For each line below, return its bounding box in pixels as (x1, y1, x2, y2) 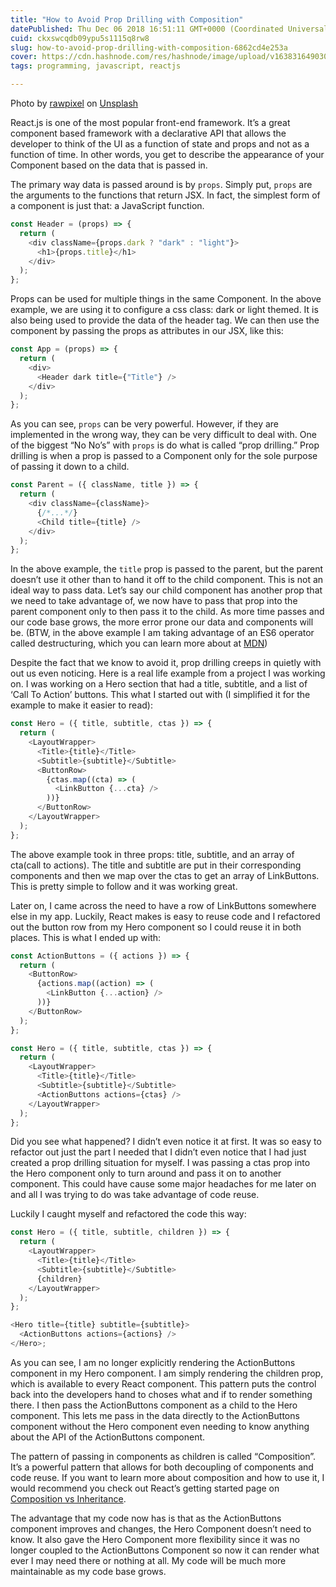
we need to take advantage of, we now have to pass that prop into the (10, 595, 298, 607)
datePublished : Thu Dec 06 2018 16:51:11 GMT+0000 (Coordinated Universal (10, 24, 329, 34)
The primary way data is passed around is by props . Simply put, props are (10, 179, 313, 190)
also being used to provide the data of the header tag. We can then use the (10, 314, 320, 326)
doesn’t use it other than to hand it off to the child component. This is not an (10, 574, 324, 586)
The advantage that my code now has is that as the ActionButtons (10, 1512, 282, 1524)
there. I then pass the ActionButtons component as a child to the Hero (10, 1399, 298, 1411)
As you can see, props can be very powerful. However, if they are (10, 418, 280, 430)
